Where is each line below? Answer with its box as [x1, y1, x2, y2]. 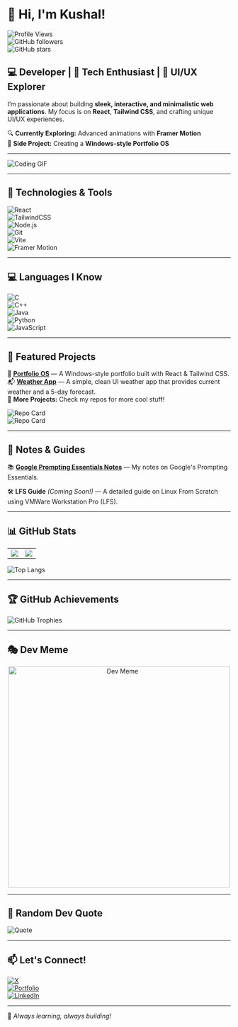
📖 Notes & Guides [7, 443, 86, 455]
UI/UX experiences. [7, 115, 65, 123]
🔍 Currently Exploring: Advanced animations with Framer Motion [7, 129, 201, 137]
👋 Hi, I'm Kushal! [7, 6, 106, 23]
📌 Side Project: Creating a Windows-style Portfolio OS [7, 139, 169, 147]
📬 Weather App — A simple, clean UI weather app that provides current [7, 378, 220, 386]
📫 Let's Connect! [7, 954, 86, 966]
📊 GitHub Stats [7, 526, 76, 538]
